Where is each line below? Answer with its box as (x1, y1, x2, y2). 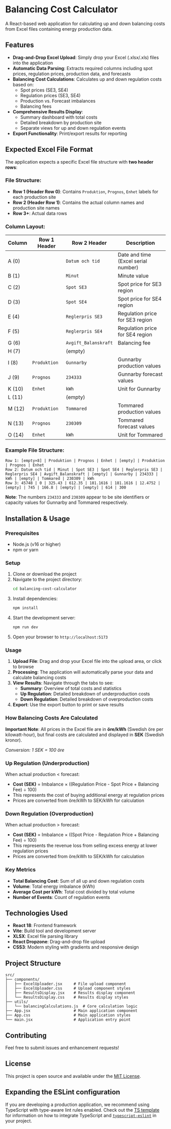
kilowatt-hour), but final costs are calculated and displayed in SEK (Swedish (5, 731, 164, 738)
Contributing (5, 1031, 47, 1040)
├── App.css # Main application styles (5, 1013, 131, 1018)
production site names (12, 204, 60, 211)
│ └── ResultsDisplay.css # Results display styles (5, 995, 129, 1000)
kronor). (5, 737, 22, 743)
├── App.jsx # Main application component (5, 1008, 138, 1013)
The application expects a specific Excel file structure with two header (5, 158, 154, 165)
